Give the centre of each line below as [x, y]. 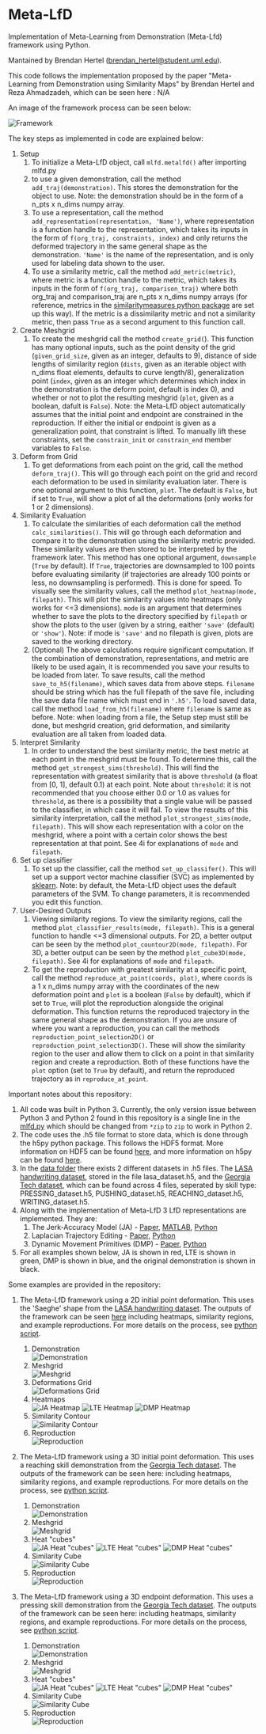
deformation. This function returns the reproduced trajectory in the [140, 1011]
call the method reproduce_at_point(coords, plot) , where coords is [142, 977]
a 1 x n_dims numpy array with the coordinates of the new [125, 986]
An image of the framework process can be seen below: [100, 108]
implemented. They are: [58, 1218]
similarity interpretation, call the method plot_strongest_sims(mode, [142, 818]
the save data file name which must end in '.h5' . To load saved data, [144, 700]
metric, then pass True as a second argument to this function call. [138, 321]
